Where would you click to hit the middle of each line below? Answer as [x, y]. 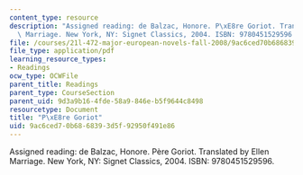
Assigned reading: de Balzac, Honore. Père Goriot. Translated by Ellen [139, 152]
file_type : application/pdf [62, 51]
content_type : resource [54, 17]
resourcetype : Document [54, 109]
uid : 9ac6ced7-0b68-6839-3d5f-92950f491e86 [92, 127]
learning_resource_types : [58, 59]
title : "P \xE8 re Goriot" [56, 118]
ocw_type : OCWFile [44, 76]
